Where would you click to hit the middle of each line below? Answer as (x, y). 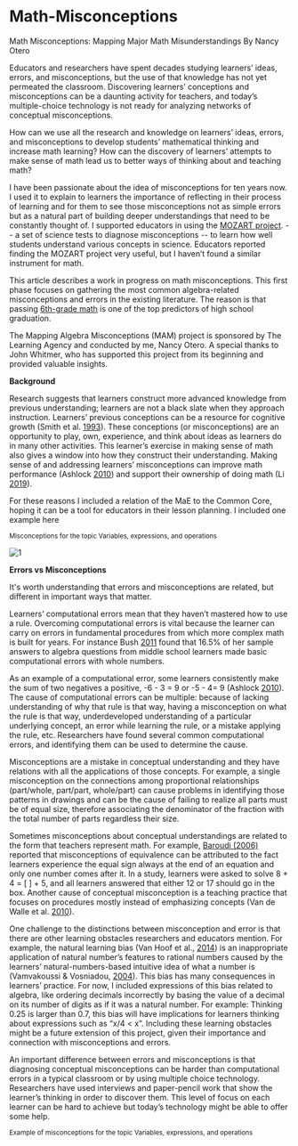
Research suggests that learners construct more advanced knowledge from (148, 398)
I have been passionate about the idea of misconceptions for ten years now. (148, 187)
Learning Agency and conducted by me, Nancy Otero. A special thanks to (144, 345)
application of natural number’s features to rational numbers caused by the (146, 957)
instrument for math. (47, 263)
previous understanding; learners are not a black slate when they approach (147, 408)
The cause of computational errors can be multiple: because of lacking (139, 697)
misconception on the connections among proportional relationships (134, 780)
